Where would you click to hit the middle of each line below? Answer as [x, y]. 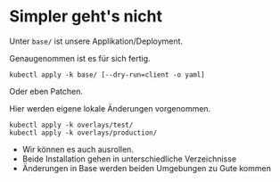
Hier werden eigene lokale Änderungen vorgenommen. [110, 108]
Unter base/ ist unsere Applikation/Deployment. [96, 41]
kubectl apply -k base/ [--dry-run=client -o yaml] [107, 74]
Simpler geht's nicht [86, 17]
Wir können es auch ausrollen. [78, 149]
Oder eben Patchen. [46, 91]
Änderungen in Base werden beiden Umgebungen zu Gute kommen [147, 168]
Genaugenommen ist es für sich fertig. [80, 58]
